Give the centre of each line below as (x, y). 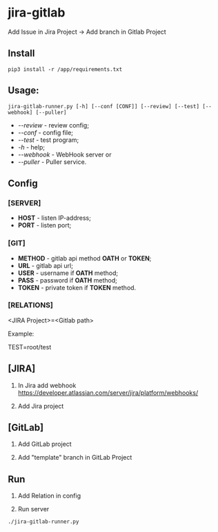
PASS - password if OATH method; (68, 280)
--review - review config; (53, 125)
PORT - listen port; (44, 225)
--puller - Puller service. (52, 162)
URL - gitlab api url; (45, 265)
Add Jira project (41, 406)
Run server (33, 509)
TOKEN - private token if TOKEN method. (77, 287)
